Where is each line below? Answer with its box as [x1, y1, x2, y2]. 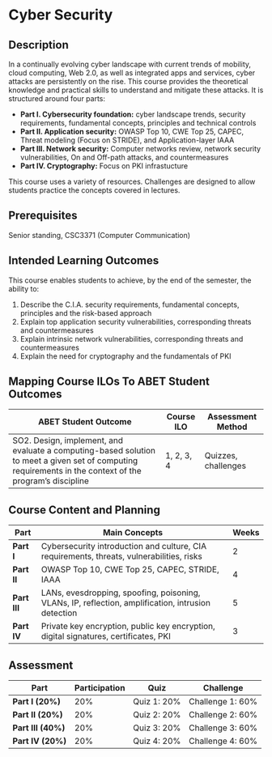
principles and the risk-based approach [19, 308, 152, 317]
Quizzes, [204, 450, 238, 461]
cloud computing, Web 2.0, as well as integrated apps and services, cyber [8, 68, 256, 78]
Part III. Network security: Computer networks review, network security [19, 144, 261, 153]
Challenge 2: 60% [189, 709, 258, 721]
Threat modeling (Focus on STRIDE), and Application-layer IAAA [19, 135, 235, 145]
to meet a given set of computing [12, 455, 138, 466]
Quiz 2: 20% [133, 709, 181, 721]
